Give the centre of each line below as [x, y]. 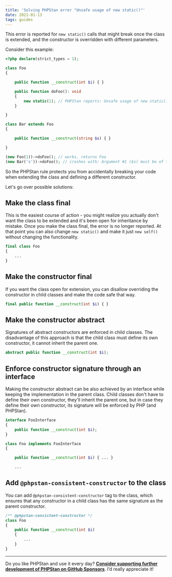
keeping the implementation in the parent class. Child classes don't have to [84, 394]
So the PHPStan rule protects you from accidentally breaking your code [81, 171]
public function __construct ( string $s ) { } [63, 138]
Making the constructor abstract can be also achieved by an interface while [85, 389]
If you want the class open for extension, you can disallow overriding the [82, 289]
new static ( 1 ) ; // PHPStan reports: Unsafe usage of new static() [96, 101]
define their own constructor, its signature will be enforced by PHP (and [81, 405]
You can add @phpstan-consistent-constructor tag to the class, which [79, 495]
